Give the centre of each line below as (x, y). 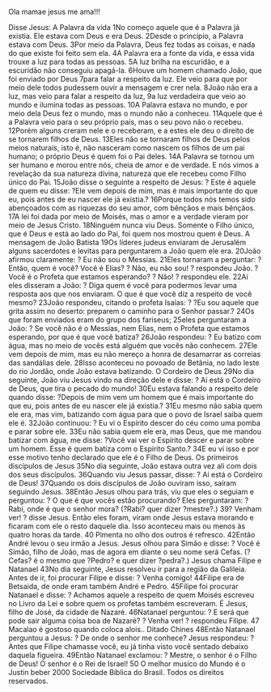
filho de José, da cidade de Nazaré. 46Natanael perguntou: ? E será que (129, 612)
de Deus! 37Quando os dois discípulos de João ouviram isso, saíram (123, 483)
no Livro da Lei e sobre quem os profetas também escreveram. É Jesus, (128, 603)
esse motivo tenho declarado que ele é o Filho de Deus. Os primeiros (123, 457)
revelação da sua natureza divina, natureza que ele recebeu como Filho (127, 174)
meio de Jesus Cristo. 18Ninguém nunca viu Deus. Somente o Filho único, (131, 225)
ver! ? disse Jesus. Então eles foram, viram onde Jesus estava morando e (131, 518)
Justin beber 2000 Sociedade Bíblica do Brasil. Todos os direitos (116, 672)
